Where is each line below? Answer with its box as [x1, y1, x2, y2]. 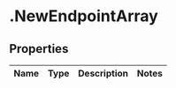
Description [78, 68, 128, 79]
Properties [9, 41, 69, 56]
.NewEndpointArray [9, 6, 159, 26]
